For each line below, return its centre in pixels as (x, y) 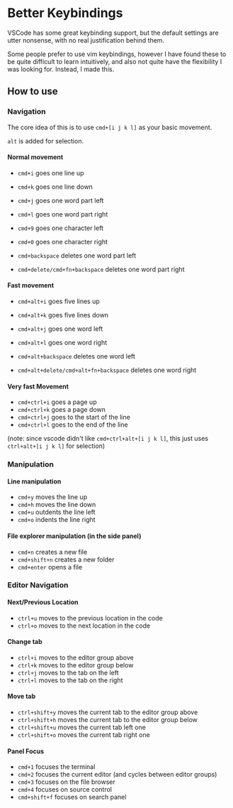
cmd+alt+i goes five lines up (59, 301)
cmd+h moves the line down (57, 505)
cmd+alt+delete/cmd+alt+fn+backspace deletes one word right (107, 370)
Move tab (22, 697)
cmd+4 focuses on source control (64, 790)
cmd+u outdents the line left (56, 512)
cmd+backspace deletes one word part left (77, 255)
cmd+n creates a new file (52, 552)
